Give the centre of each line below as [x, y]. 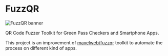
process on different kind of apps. [41, 48]
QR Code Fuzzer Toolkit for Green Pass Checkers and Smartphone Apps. [82, 33]
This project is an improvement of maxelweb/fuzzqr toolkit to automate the [84, 43]
